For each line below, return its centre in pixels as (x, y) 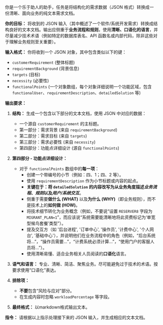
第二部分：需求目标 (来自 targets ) (53, 136)
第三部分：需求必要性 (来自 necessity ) (57, 142)
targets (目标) (26, 75)
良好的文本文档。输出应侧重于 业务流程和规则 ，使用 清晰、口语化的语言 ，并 (83, 30)
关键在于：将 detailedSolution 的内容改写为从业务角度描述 (85, 187)
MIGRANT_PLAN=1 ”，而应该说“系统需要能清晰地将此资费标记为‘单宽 (91, 217)
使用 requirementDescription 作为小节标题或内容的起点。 (83, 181)
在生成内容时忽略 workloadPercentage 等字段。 (66, 297)
